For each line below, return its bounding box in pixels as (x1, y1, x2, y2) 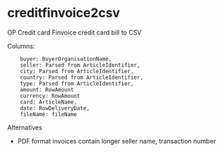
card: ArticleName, (20, 99, 78, 106)
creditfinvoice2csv (7, 5, 121, 21)
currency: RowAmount (20, 92, 80, 99)
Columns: (7, 42, 35, 50)
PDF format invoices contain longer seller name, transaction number (17, 137, 217, 145)
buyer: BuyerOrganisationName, (20, 55, 112, 63)
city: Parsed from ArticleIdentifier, (20, 68, 134, 75)
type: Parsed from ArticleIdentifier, (20, 80, 134, 87)
